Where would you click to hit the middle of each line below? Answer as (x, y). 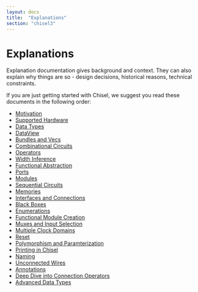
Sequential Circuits (39, 185)
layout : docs (23, 12)
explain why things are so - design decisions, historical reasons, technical (99, 77)
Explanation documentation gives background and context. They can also (99, 70)
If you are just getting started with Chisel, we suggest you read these (93, 95)
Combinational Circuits (44, 146)
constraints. (21, 84)
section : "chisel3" (31, 23)
